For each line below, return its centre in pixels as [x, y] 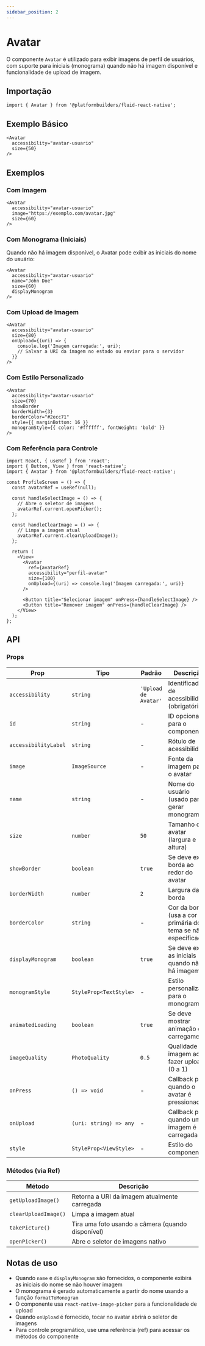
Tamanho [182, 824]
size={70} [24, 401]
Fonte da [181, 758]
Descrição [134, 1186]
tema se [179, 930]
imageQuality [28, 1057]
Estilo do [181, 1145]
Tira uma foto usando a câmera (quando [129, 1224]
